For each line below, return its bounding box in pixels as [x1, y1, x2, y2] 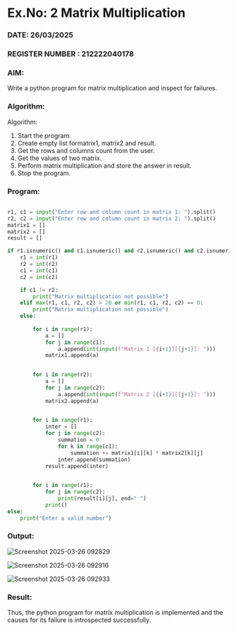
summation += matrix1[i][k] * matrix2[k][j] [70, 449, 203, 456]
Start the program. [17, 131, 72, 140]
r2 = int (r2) [20, 261, 59, 268]
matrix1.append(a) [44, 352, 99, 359]
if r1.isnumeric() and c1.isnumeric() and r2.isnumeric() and [7, 247, 194, 255]
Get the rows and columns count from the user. [17, 146, 155, 154]
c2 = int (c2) [20, 274, 59, 281]
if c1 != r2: [20, 286, 59, 293]
